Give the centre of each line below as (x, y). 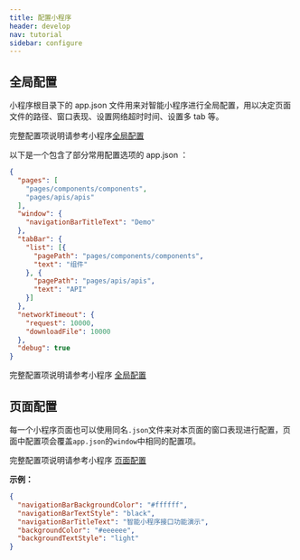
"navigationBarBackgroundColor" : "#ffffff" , (103, 505)
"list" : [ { (46, 247)
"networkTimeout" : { (56, 314)
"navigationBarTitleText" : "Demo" (90, 222)
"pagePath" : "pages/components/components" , (118, 256)
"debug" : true (44, 349)
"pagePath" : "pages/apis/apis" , (94, 281)
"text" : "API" (60, 290)
